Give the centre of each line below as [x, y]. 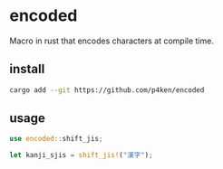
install [27, 69]
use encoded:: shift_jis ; [56, 139]
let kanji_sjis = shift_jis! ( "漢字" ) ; [81, 155]
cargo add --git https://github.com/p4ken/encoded [107, 90]
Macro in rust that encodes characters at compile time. [112, 41]
